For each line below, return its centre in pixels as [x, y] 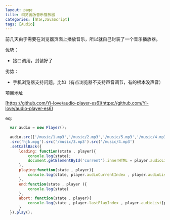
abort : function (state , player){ [55, 198]
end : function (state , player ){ [53, 184]
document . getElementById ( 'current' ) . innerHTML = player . [89, 161]
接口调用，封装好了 [33, 61]
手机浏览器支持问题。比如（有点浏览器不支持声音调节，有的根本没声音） [88, 82]
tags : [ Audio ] [20, 24]
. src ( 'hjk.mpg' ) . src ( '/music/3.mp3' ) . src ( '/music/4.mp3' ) [72, 142]
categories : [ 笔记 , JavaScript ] [37, 19]
